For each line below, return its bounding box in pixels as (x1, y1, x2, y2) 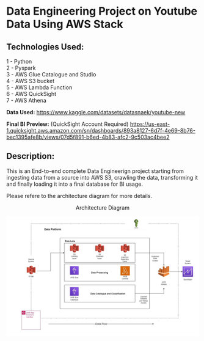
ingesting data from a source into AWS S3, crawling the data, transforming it (6, 174, 199, 181)
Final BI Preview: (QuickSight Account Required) (6, 120, 129, 128)
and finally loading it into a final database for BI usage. (6, 180, 144, 188)
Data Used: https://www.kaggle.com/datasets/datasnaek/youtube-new (6, 109, 186, 116)
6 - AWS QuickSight (6, 90, 57, 97)
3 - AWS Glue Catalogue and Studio (6, 71, 97, 78)
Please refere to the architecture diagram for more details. (6, 192, 153, 199)
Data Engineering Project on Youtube (6, 4, 198, 18)
